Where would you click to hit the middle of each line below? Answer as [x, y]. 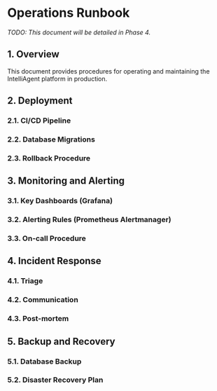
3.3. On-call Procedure [47, 238]
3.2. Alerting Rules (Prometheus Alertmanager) [89, 220]
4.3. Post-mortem [38, 319]
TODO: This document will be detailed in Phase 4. [79, 32]
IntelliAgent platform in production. [57, 78]
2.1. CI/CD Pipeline [39, 121]
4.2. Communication [43, 300]
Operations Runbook [69, 13]
